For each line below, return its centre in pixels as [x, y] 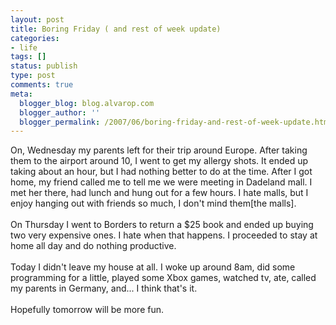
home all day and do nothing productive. [93, 246]
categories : [35, 38]
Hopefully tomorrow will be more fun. [87, 310]
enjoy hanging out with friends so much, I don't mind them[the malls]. [153, 203]
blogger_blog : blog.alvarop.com [87, 103]
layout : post [37, 19]
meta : [21, 94]
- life [24, 47]
